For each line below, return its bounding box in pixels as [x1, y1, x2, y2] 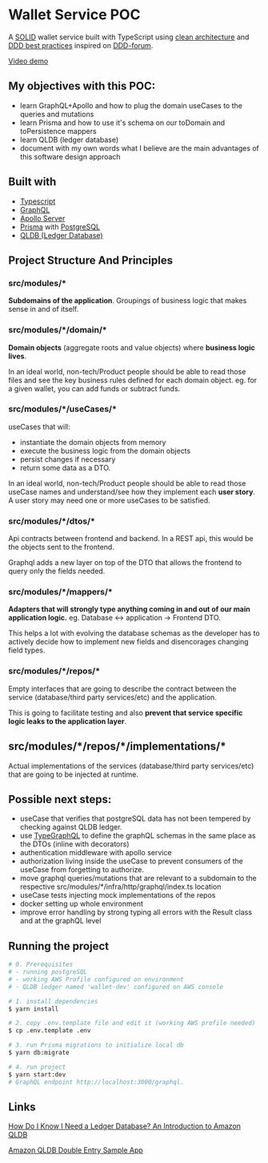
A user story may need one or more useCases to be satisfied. [8, 495, 210, 505]
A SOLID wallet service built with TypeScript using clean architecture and [8, 32, 250, 42]
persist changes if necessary [19, 454, 116, 464]
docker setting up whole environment [19, 899, 144, 909]
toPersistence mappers [19, 126, 98, 135]
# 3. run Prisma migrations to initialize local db [8, 1041, 184, 1049]
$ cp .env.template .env [8, 1027, 91, 1035]
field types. [8, 645, 46, 655]
